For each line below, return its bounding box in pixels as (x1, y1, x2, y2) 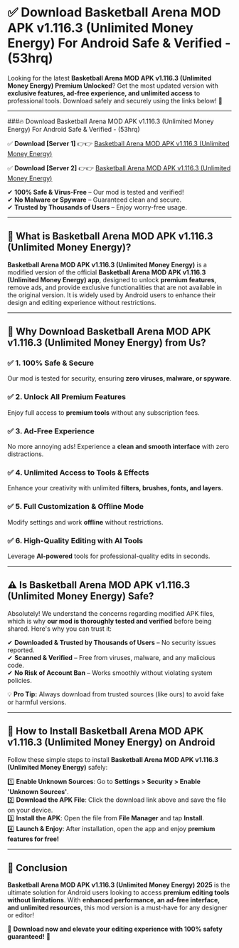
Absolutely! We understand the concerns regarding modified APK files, (7, 609, 215, 617)
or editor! (7, 911, 34, 919)
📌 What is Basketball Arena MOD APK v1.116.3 (7, 230, 213, 242)
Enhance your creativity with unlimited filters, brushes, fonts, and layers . (7, 484, 223, 493)
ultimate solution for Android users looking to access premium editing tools (7, 888, 230, 897)
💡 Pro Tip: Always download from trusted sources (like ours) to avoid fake (7, 689, 225, 699)
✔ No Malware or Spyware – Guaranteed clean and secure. (7, 195, 182, 204)
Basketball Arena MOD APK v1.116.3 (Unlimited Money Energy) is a (7, 260, 208, 269)
